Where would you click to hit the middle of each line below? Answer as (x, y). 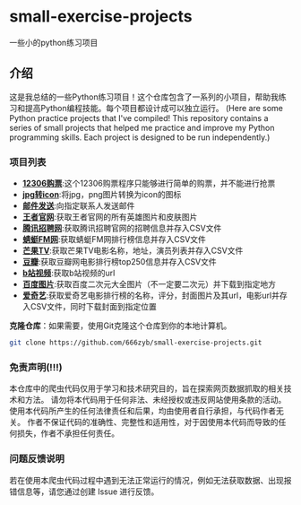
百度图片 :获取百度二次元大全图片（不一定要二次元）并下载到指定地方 (149, 284)
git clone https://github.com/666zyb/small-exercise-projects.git (136, 343)
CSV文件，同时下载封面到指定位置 (93, 307)
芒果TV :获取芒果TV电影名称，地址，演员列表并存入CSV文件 (133, 251)
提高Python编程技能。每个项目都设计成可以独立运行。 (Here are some (154, 108)
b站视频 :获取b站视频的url (69, 273)
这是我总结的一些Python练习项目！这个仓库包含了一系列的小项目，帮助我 (144, 97)
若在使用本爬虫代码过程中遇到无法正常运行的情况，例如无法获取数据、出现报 (150, 480)
